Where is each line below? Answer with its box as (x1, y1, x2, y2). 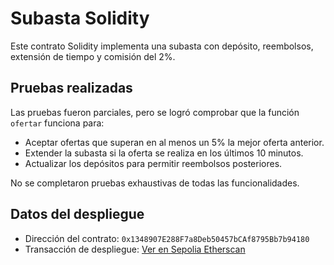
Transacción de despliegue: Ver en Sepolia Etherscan (24, 243, 246, 255)
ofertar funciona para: (10, 117, 105, 129)
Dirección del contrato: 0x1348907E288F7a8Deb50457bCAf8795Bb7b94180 (24, 232, 310, 244)
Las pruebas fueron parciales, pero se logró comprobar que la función (10, 106, 300, 118)
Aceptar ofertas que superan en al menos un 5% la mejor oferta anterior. (24, 136, 325, 148)
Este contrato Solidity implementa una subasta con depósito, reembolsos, (10, 40, 314, 52)
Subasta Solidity (10, 7, 150, 30)
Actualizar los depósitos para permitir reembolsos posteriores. (24, 157, 283, 169)
